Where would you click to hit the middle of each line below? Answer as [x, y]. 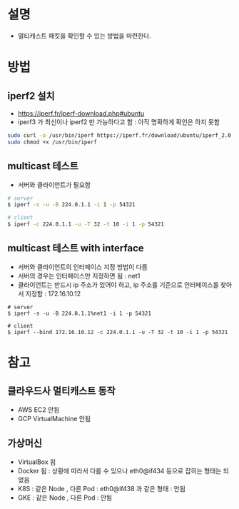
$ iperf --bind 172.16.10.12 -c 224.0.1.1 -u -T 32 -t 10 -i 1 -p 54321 [118, 332]
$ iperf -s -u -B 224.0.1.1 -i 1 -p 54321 [71, 205]
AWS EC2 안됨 [39, 409]
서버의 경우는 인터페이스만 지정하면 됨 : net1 [79, 276]
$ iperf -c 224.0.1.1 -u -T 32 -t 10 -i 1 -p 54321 [86, 225]
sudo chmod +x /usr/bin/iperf [52, 142]
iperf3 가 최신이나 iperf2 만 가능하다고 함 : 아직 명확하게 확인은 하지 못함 [118, 121]
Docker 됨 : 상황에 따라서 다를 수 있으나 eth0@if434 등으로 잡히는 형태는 [119, 470]
